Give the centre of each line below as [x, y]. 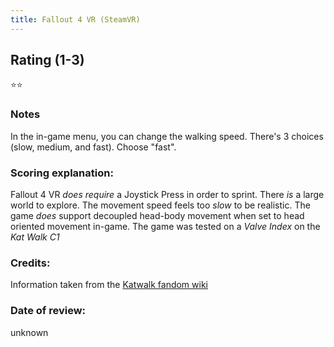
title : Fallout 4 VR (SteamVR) [75, 19]
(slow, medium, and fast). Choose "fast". [93, 147]
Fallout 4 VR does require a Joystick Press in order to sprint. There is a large [167, 195]
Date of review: [48, 311]
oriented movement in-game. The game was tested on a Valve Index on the [165, 227]
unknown [29, 332]
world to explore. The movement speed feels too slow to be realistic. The [160, 205]
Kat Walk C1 [35, 237]
